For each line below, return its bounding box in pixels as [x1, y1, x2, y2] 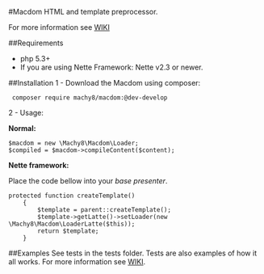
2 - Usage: [8, 108, 44, 117]
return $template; [37, 227, 99, 235]
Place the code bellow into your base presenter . [8, 176, 168, 185]
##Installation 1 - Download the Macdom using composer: [8, 78, 201, 87]
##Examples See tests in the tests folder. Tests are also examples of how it [8, 248, 257, 258]
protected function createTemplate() [8, 192, 136, 200]
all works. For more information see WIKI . [8, 257, 146, 266]
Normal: [8, 124, 36, 133]
